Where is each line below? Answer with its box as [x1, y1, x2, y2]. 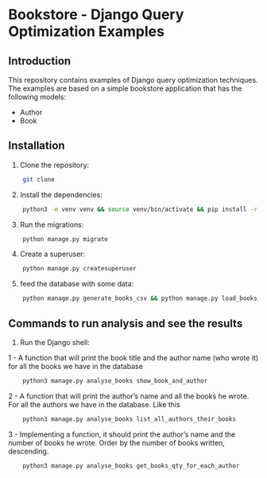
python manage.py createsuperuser [22, 265, 137, 273]
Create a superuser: [19, 249, 86, 259]
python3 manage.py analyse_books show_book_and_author [22, 377, 208, 385]
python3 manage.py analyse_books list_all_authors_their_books [22, 415, 237, 423]
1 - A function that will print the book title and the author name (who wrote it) [8, 353, 259, 363]
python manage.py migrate [22, 235, 109, 243]
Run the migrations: [19, 220, 84, 229]
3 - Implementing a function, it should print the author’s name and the [8, 429, 236, 439]
